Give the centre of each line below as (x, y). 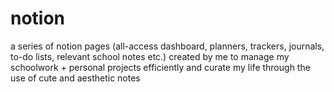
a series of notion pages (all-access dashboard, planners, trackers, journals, (167, 46)
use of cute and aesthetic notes (75, 78)
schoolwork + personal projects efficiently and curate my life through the (160, 67)
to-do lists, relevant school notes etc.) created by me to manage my (150, 56)
